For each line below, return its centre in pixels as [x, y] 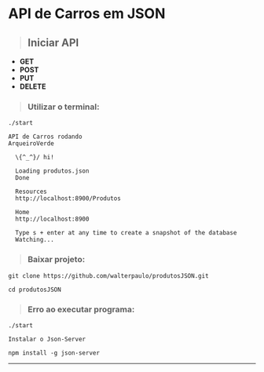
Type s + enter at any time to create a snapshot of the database [126, 233]
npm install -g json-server [54, 353]
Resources [31, 192]
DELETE [33, 86]
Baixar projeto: [56, 260]
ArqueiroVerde [31, 144]
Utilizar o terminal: [63, 107]
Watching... [35, 240]
